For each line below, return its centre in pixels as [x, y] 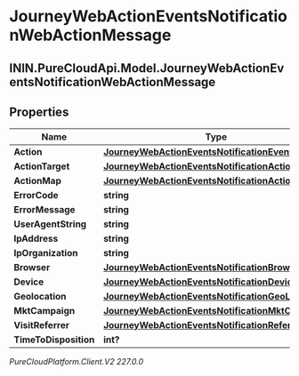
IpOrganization [46, 253]
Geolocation [40, 297]
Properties [39, 112]
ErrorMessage [44, 210]
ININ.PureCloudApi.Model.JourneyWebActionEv [147, 68]
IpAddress [36, 239]
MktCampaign [44, 311]
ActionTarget [42, 166]
